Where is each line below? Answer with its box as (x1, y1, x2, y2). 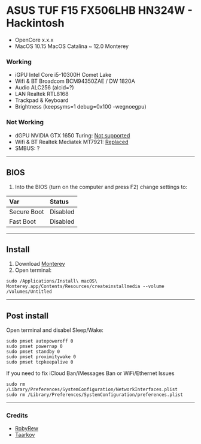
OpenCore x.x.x (14, 36, 54, 43)
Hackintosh (6, 16, 65, 30)
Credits (6, 411, 28, 419)
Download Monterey (14, 260, 65, 268)
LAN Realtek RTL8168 (14, 91, 69, 98)
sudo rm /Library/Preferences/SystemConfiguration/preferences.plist (6, 391, 184, 398)
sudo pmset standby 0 (6, 349, 60, 355)
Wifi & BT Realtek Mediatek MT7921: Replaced (14, 138, 129, 145)
